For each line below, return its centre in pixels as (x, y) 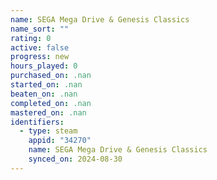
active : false (40, 47)
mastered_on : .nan (48, 112)
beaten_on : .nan (44, 94)
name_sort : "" (40, 29)
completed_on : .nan (51, 103)
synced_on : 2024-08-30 (75, 159)
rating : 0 (31, 38)
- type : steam (48, 131)
